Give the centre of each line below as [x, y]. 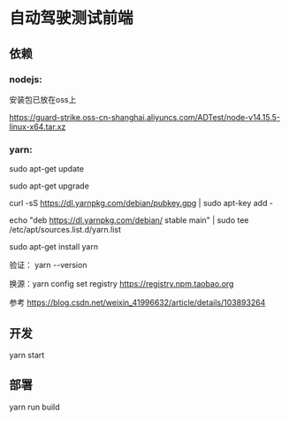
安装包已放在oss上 [43, 99]
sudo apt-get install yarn [54, 247]
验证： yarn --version [48, 265]
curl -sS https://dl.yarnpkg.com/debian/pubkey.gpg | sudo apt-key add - [141, 203]
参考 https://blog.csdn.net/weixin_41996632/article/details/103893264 [137, 302]
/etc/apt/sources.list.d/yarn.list [65, 230]
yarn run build [34, 407]
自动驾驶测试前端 [72, 18]
